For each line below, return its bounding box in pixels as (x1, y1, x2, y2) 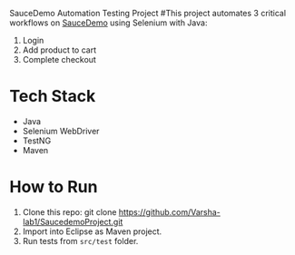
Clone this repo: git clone (22, 206, 117, 217)
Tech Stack (9, 86, 96, 107)
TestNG (22, 135, 52, 146)
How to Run (9, 177, 98, 198)
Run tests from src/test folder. (22, 235, 139, 246)
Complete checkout (22, 54, 97, 64)
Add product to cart (22, 44, 97, 55)
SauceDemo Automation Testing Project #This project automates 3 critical (9, 8, 287, 18)
